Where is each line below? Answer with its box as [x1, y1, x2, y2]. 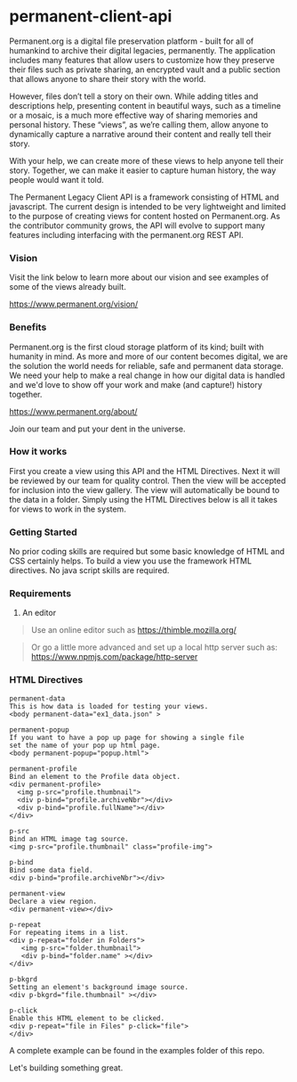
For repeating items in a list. [9, 928, 129, 937]
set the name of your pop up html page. [9, 741, 162, 750]
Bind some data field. [9, 865, 93, 874]
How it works [9, 446, 68, 458]
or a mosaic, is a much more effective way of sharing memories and [9, 110, 258, 120]
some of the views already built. [9, 282, 126, 292]
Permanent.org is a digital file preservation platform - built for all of [9, 36, 254, 46]
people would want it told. [9, 174, 104, 184]
